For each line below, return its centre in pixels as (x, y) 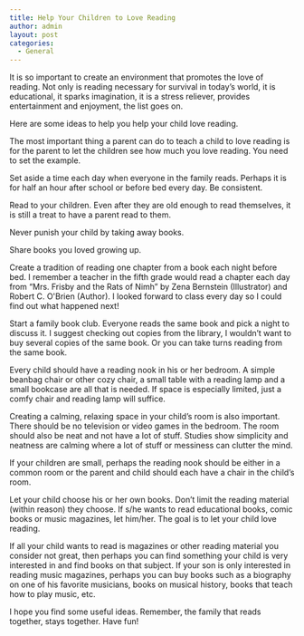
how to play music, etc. (52, 594)
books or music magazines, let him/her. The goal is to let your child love (143, 519)
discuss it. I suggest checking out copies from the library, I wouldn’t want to (151, 333)
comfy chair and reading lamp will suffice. (87, 399)
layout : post (34, 34)
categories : (32, 43)
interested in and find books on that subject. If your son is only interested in (150, 565)
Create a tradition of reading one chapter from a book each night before (143, 267)
